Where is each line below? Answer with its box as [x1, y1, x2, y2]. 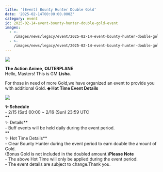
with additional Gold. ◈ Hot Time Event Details [5, 85, 98, 91]
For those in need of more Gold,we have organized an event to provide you [5, 80, 155, 86]
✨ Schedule [5, 104, 29, 109]
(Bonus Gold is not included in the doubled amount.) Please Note [5, 151, 134, 156]
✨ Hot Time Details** [5, 135, 48, 141]
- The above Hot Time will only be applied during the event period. [5, 156, 138, 162]
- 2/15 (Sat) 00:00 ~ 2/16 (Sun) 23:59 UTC [5, 109, 89, 115]
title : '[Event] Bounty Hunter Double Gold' [5, 7, 97, 12]
